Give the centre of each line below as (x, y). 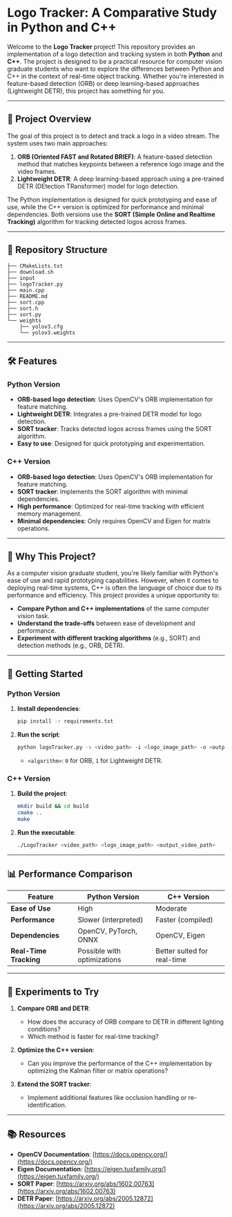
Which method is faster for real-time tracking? (93, 1037)
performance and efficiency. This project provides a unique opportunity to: (113, 595)
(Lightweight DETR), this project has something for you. (86, 91)
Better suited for (182, 951)
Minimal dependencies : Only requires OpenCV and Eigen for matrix (114, 520)
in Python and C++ (62, 27)
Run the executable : (46, 832)
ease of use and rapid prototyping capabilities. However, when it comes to (113, 581)
